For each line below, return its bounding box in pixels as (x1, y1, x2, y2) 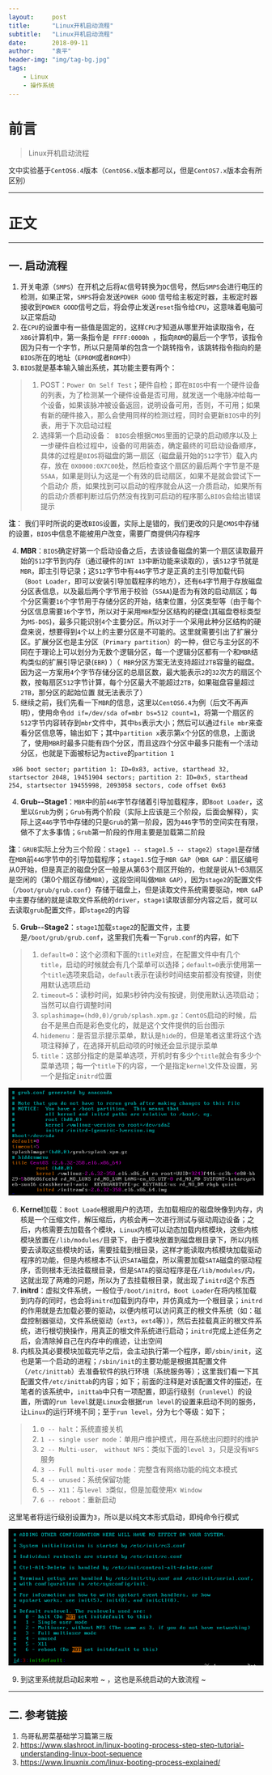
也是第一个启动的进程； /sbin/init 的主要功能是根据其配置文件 (19, 1357, 227, 1366)
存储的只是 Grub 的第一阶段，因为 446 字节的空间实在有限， (74, 817, 263, 827)
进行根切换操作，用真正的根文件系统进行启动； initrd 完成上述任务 (34, 1326, 255, 1335)
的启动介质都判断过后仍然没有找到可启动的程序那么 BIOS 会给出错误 (40, 491, 261, 501)
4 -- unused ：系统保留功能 (40, 1475, 131, 1484)
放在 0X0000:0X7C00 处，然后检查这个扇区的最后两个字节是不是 (54, 461, 261, 471)
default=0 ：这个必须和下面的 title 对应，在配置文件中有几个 (40, 949, 240, 959)
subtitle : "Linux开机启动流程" (8, 30, 114, 38)
